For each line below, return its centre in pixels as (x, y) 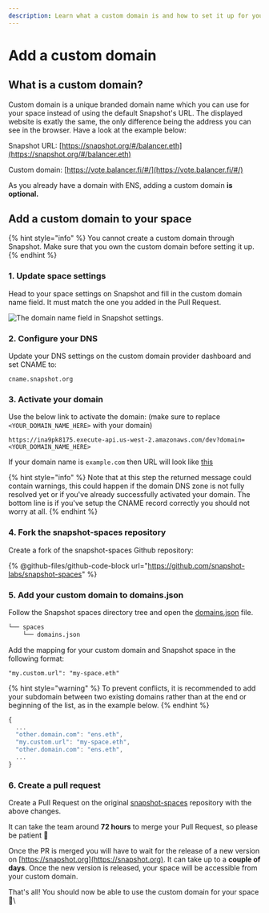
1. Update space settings (57, 276)
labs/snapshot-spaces (45, 574)
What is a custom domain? (76, 85)
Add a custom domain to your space (100, 219)
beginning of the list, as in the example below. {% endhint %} (109, 705)
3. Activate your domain (56, 399)
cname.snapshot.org (41, 379)
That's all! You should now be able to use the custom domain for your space (134, 892)
